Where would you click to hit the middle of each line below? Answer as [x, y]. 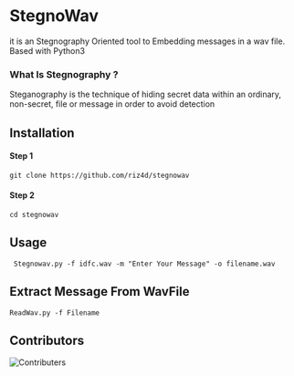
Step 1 [21, 156]
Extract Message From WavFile [100, 292]
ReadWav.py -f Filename [55, 313]
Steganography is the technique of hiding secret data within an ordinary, [145, 94]
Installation [42, 133]
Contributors [47, 341]
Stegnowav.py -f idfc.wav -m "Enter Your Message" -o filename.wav [144, 264]
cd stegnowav [34, 215]
